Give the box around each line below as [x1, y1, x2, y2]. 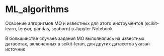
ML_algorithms [5, 4, 69, 15]
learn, [5, 25, 18, 31]
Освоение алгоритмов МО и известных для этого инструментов [5, 20, 143, 26]
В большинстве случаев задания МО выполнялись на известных [5, 35, 145, 41]
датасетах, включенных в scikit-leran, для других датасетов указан [5, 40, 150, 46]
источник [5, 46, 26, 52]
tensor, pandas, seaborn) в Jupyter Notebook [18, 25, 113, 31]
